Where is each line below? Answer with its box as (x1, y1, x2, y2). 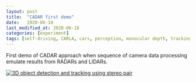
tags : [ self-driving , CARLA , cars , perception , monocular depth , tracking (6, 36, 192, 42)
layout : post (6, 8, 38, 15)
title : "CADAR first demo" (6, 14, 75, 20)
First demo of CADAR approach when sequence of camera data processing (6, 52, 188, 59)
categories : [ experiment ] (6, 30, 69, 36)
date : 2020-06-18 (6, 19, 54, 25)
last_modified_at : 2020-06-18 (6, 25, 80, 31)
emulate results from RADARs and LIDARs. (6, 58, 108, 65)
